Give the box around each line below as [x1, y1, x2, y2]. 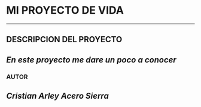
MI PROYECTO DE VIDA [6, 4, 124, 17]
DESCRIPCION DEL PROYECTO [6, 34, 123, 45]
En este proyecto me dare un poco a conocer [6, 55, 176, 65]
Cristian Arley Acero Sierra [6, 91, 109, 101]
